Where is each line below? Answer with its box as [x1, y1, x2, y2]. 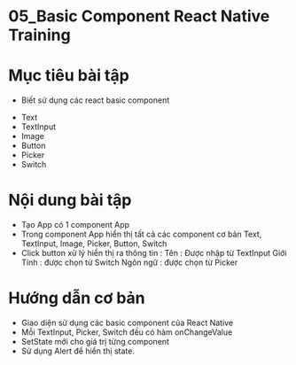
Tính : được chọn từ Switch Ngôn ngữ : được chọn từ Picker [20, 257, 238, 268]
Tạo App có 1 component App [20, 220, 130, 230]
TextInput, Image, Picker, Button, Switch [20, 238, 167, 249]
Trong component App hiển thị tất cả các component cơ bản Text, [20, 229, 262, 240]
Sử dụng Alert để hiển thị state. [20, 346, 135, 356]
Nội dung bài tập [8, 190, 132, 210]
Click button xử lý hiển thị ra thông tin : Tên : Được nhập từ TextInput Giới [20, 248, 287, 259]
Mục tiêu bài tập [8, 66, 129, 86]
